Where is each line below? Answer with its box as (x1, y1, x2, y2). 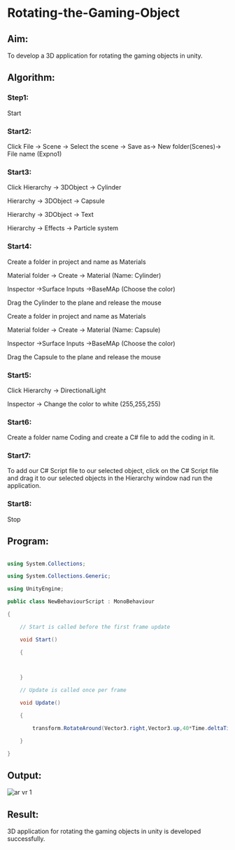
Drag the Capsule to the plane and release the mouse (7, 352, 161, 361)
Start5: (7, 370, 31, 380)
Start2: (7, 126, 32, 136)
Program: (7, 536, 49, 547)
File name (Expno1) (7, 150, 62, 158)
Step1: (7, 93, 29, 102)
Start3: (7, 167, 32, 177)
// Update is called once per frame (20, 686, 127, 694)
